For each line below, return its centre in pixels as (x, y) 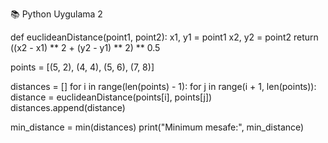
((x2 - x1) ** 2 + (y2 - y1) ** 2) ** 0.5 (85, 47)
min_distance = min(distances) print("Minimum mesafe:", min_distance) (157, 127)
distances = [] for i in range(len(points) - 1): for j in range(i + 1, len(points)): (163, 86)
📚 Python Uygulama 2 (56, 14)
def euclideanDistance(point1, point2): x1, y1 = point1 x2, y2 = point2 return (164, 37)
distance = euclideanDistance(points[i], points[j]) (111, 97)
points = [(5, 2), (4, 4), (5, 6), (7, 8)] (82, 67)
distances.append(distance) (68, 107)
